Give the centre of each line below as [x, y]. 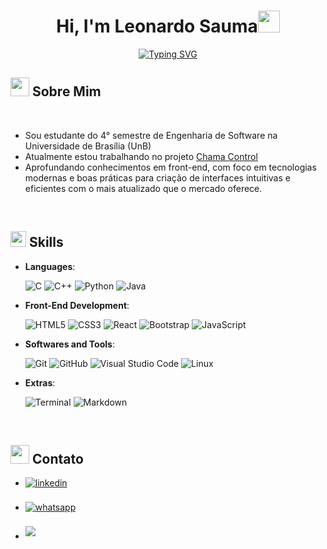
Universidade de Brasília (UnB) [88, 146]
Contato [57, 458]
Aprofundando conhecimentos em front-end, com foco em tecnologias [170, 167]
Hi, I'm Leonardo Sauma [157, 26]
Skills [46, 242]
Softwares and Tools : [69, 344]
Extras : [40, 382]
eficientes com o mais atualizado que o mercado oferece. [143, 188]
